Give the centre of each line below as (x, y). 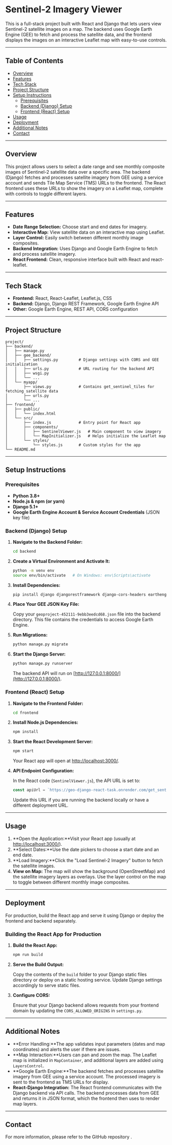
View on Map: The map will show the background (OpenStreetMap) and (89, 871)
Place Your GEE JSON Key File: (46, 604)
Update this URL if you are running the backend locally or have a (81, 800)
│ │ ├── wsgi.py (27, 373)
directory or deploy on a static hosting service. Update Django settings (87, 979)
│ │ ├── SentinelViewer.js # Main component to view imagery (83, 432)
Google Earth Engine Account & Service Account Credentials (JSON (86, 512)
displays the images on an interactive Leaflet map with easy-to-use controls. (86, 40)
